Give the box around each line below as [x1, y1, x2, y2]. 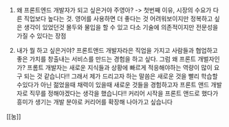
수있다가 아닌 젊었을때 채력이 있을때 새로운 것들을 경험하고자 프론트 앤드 [16, 81, 210, 89]
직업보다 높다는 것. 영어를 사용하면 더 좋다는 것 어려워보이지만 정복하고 [23, 14, 213, 23]
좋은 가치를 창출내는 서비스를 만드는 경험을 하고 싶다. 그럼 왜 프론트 [16, 55, 197, 63]
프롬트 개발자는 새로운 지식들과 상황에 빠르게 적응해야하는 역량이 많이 [26, 64, 212, 71]
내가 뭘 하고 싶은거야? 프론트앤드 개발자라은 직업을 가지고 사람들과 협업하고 [16, 47, 218, 54]
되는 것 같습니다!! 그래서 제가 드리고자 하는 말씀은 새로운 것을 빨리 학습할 [23, 72, 218, 80]
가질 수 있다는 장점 [16, 32, 67, 40]
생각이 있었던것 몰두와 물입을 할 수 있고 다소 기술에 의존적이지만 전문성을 [23, 23, 219, 31]
